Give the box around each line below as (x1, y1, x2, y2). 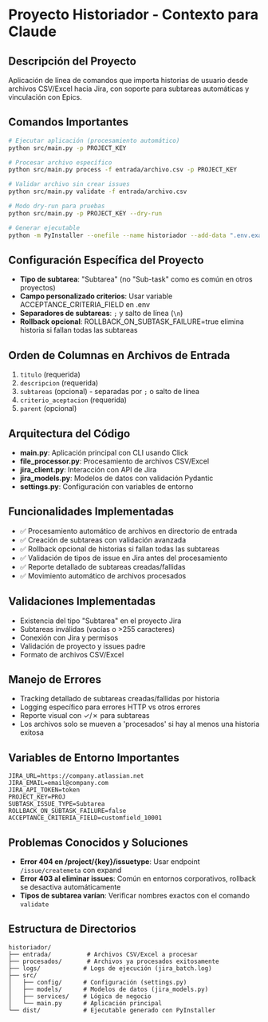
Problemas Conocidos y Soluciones (8, 835, 189, 849)
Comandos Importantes (8, 116, 129, 129)
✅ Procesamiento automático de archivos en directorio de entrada (19, 526, 238, 535)
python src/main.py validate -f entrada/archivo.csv (8, 187, 187, 196)
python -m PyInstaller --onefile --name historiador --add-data (8, 231, 227, 239)
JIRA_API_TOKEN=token (8, 786, 81, 795)
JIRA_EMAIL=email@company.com (8, 779, 109, 787)
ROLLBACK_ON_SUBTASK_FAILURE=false (8, 807, 127, 815)
